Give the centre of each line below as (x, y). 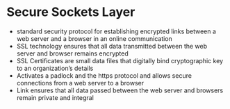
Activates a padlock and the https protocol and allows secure (104, 75)
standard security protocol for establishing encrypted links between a (116, 31)
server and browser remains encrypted (73, 53)
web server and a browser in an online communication (95, 38)
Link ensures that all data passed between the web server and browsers (120, 90)
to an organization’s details (55, 68)
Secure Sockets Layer (71, 12)
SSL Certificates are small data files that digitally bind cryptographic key (120, 60)
